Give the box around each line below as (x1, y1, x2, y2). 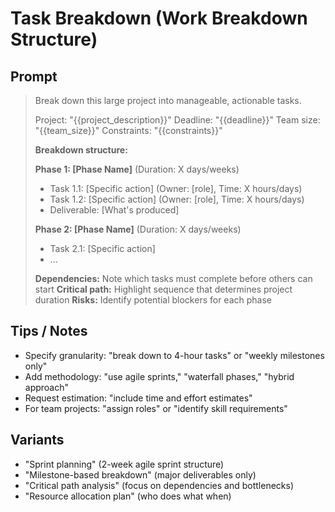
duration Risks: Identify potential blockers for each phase (34, 294, 272, 306)
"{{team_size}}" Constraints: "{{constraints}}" (34, 125, 223, 136)
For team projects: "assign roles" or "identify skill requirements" (24, 402, 288, 414)
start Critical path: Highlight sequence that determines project (34, 283, 293, 295)
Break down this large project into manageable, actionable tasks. (34, 95, 302, 106)
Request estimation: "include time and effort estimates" (24, 392, 253, 404)
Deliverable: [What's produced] (49, 204, 180, 216)
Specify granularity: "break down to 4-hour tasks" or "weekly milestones (24, 349, 325, 361)
